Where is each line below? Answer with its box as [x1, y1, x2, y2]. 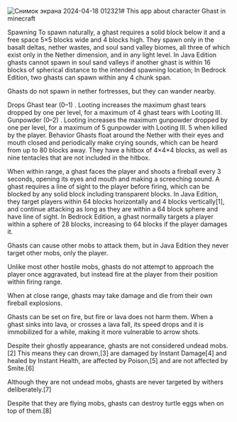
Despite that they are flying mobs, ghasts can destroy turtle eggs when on [7, 399, 224, 407]
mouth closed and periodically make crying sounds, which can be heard [7, 138, 219, 147]
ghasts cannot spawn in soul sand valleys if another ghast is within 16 [7, 58, 211, 67]
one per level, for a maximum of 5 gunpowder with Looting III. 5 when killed [7, 123, 228, 131]
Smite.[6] [7, 364, 35, 372]
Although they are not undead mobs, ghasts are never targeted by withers [7, 378, 224, 386]
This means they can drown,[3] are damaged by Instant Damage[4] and [17, 349, 227, 357]
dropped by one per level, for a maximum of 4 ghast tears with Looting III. [7, 109, 222, 116]
